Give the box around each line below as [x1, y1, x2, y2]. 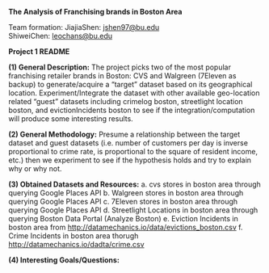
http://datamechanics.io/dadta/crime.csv [8, 240, 145, 249]
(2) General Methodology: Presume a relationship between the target [8, 129, 241, 139]
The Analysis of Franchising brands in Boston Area [8, 7, 183, 16]
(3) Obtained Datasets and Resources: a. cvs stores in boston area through [8, 179, 261, 189]
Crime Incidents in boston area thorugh [8, 231, 139, 241]
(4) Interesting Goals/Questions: [8, 255, 120, 265]
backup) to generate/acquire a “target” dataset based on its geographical [8, 80, 253, 89]
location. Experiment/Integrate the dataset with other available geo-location [8, 88, 260, 98]
